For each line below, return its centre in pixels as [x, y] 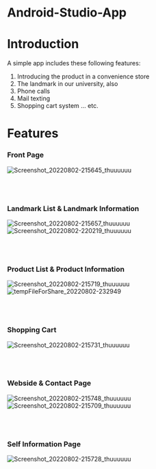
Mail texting [34, 98]
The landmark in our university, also [67, 84]
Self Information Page [44, 444]
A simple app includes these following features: [74, 63]
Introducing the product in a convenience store [83, 76]
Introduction [43, 44]
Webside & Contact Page [49, 383]
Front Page [26, 155]
